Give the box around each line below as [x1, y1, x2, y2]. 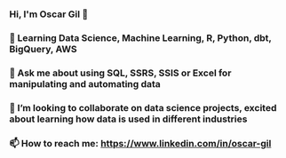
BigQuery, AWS [9, 43, 77, 55]
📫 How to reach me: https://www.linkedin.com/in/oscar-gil [9, 137, 272, 149]
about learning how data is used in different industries [9, 113, 248, 125]
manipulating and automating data [9, 77, 162, 90]
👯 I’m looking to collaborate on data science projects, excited [9, 101, 277, 114]
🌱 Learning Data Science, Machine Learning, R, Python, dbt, [9, 31, 273, 43]
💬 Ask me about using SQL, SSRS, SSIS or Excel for [9, 67, 232, 79]
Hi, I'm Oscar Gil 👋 [9, 8, 89, 20]
